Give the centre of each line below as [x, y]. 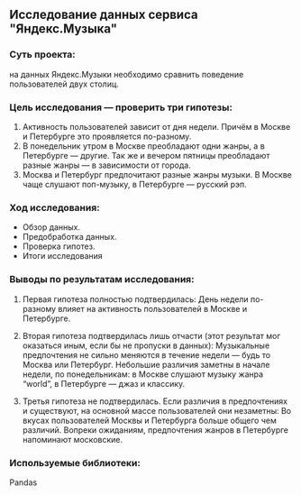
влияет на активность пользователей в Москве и [153, 308]
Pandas [23, 482]
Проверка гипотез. [59, 246]
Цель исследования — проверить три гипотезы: [121, 107]
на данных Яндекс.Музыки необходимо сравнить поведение [127, 74]
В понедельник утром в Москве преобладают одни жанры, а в [144, 146]
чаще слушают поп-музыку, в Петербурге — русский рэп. [135, 184]
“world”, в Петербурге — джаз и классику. [104, 383]
